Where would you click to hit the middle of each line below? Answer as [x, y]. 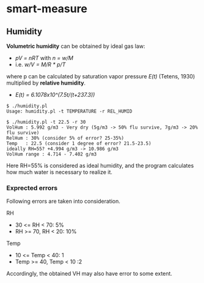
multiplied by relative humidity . [46, 83]
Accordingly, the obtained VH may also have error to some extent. [89, 274]
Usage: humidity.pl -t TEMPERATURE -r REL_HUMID [69, 111]
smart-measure [47, 9]
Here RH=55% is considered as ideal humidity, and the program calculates [100, 165]
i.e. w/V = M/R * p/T [40, 64]
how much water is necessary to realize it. [60, 172]
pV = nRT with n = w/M [44, 58]
